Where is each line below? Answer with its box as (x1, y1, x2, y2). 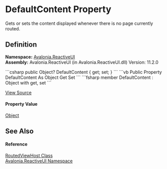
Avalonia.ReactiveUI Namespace (5, 158, 73, 164)
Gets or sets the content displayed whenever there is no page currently (5, 20, 153, 26)
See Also (5, 127, 34, 136)
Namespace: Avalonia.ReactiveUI (5, 54, 75, 60)
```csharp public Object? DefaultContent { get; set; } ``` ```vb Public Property (5, 69, 162, 75)
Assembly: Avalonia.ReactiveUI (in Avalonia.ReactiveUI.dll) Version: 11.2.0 (5, 59, 159, 65)
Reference (5, 141, 28, 147)
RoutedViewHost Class (5, 152, 53, 158)
